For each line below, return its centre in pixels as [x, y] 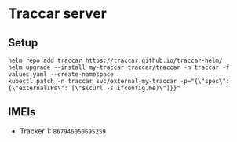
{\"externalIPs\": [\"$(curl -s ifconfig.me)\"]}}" [94, 88]
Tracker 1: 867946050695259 [62, 131]
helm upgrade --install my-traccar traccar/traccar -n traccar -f [119, 67]
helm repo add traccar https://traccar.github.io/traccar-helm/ [115, 60]
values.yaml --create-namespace [61, 75]
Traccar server [58, 14]
